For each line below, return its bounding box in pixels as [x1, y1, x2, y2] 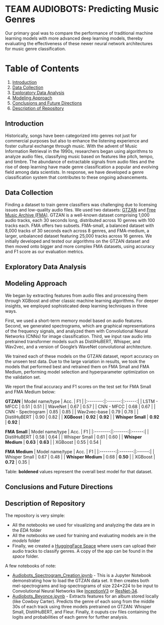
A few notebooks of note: [5, 563, 56, 569]
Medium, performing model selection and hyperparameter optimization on [5, 369, 155, 375]
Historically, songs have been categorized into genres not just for [5, 133, 137, 138]
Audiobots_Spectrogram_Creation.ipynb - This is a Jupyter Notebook [12, 572, 152, 578]
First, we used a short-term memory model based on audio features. [5, 318, 143, 324]
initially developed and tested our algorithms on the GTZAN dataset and [5, 238, 150, 244]
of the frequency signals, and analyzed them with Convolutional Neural [5, 328, 148, 334]
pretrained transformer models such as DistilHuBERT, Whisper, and [5, 338, 141, 344]
